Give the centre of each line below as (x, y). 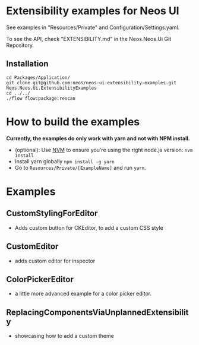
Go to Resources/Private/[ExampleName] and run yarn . (80, 167)
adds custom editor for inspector (55, 261)
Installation (27, 64)
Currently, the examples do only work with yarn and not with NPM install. (98, 138)
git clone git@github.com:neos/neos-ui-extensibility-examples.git (91, 83)
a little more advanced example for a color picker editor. (83, 294)
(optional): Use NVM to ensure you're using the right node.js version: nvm (104, 150)
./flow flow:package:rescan (41, 98)
